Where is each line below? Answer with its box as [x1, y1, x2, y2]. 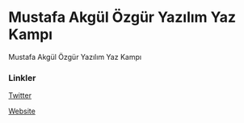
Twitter [8, 91, 32, 100]
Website [8, 106, 36, 117]
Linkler [8, 72, 36, 83]
